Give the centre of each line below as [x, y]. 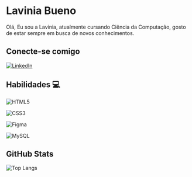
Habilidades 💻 [33, 85]
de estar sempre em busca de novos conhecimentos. [70, 33]
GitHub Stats [30, 154]
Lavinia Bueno [41, 11]
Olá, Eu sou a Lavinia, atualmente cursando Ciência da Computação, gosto [96, 27]
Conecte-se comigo [43, 52]
